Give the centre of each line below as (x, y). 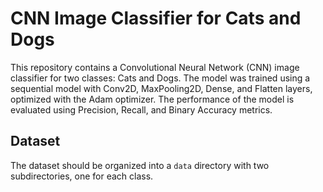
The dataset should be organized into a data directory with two (140, 165)
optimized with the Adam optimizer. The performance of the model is (152, 99)
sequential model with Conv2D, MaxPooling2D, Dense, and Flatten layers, (161, 88)
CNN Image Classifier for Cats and (156, 18)
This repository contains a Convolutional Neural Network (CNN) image (155, 67)
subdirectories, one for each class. (82, 176)
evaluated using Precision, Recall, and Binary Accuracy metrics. (141, 109)
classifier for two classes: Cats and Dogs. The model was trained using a (160, 78)
